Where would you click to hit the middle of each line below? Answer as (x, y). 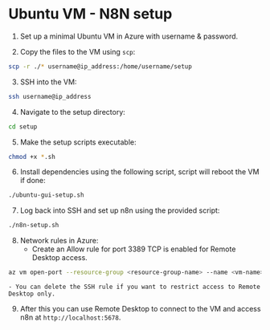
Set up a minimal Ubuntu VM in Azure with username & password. (129, 36)
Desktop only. (32, 294)
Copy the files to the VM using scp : (78, 51)
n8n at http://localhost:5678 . (70, 317)
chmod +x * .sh (32, 157)
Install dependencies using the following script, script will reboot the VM (139, 172)
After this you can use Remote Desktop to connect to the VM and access (140, 309)
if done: (33, 181)
